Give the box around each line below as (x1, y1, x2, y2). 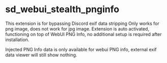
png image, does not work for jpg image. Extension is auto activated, (5, 25, 149, 31)
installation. (5, 37, 30, 43)
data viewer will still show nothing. (5, 52, 77, 58)
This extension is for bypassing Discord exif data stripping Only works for (5, 20, 159, 26)
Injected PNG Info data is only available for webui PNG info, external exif (5, 46, 157, 52)
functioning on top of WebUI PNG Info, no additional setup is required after (5, 31, 162, 37)
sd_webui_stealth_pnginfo (5, 4, 120, 15)
